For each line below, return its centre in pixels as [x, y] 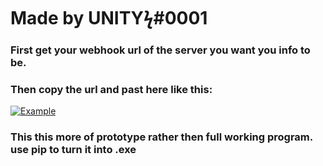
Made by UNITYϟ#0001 [109, 18]
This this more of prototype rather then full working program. [161, 137]
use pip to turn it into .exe [73, 150]
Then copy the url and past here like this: [111, 90]
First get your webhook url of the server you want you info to [160, 50]
